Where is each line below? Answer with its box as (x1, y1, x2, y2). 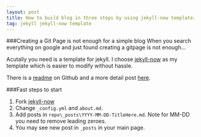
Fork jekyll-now (15, 98, 55, 105)
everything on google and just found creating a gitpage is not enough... (6, 44, 186, 51)
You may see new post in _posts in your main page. (15, 124, 145, 131)
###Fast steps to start (6, 86, 63, 93)
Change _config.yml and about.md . (15, 104, 103, 112)
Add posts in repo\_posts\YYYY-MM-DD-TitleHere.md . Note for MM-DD (15, 111, 190, 119)
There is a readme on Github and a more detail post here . (6, 74, 151, 82)
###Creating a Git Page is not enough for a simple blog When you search (6, 37, 191, 45)
